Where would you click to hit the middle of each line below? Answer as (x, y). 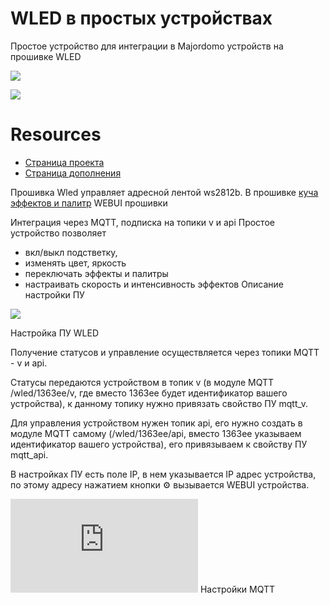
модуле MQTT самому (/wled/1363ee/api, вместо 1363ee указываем (156, 433)
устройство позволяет (58, 233)
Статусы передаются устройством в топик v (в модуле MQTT (142, 382)
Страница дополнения (73, 173)
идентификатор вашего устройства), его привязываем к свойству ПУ (159, 444)
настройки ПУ (54, 294)
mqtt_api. (29, 454)
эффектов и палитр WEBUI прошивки (89, 203)
